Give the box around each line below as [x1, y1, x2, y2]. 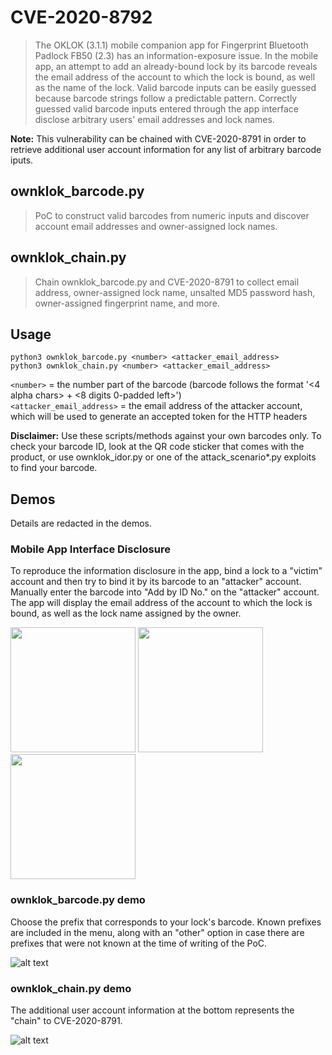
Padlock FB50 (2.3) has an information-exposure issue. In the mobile [34, 49, 319, 61]
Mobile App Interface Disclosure [10, 542, 171, 556]
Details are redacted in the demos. [10, 517, 153, 530]
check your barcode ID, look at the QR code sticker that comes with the [10, 441, 305, 453]
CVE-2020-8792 [10, 6, 153, 29]
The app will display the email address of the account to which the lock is [10, 597, 313, 609]
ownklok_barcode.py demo [10, 893, 146, 907]
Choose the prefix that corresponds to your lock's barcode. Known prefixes [10, 916, 322, 928]
